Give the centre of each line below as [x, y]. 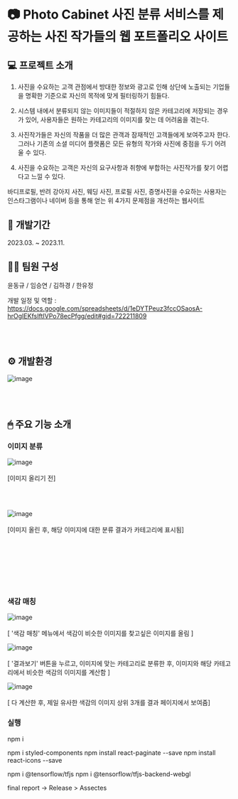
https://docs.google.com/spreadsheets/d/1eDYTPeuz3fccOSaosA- [105, 308]
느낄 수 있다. [48, 176]
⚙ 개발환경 [30, 361]
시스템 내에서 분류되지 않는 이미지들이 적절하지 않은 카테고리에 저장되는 [116, 111]
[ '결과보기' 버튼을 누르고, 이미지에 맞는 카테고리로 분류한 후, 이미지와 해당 [110, 664]
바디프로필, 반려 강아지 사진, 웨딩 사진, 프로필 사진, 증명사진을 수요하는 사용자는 [117, 192]
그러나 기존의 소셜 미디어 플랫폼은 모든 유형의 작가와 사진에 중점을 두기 [115, 144]
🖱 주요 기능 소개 [39, 424]
